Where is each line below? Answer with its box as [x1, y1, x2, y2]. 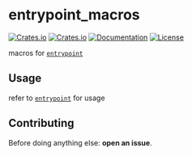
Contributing [8, 116, 75, 130]
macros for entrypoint [8, 48, 83, 57]
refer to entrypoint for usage [8, 93, 105, 103]
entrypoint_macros [8, 6, 140, 24]
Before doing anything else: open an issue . [8, 137, 152, 147]
